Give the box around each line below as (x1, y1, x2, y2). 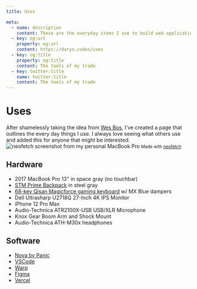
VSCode (14, 258, 35, 265)
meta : (6, 19, 19, 25)
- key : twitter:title (11, 68, 64, 74)
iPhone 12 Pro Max (14, 200, 60, 207)
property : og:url (16, 41, 59, 47)
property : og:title (16, 57, 64, 63)
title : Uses (6, 8, 35, 15)
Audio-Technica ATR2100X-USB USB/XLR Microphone (14, 206, 146, 213)
